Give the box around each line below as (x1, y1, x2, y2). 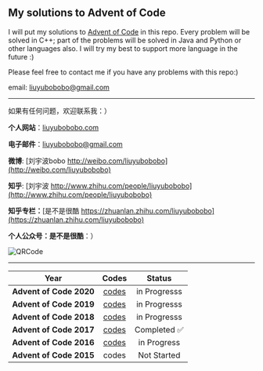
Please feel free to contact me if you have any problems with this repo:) (8, 67, 239, 77)
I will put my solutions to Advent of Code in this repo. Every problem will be (8, 27, 250, 36)
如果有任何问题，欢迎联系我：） (8, 106, 111, 115)
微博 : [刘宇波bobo (8, 156, 67, 165)
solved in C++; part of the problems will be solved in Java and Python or (8, 35, 242, 45)
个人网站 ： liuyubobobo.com (8, 122, 99, 132)
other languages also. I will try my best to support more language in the (8, 43, 238, 53)
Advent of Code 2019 (12, 298, 95, 309)
